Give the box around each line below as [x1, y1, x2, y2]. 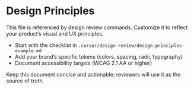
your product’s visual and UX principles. [6, 30, 104, 37]
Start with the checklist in [14, 42, 77, 49]
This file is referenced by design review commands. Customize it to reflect [6, 24, 188, 31]
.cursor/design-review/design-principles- [78, 43, 185, 49]
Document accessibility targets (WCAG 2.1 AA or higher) [14, 59, 152, 66]
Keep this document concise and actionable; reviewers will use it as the [6, 71, 181, 78]
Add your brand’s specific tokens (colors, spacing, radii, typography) [14, 53, 183, 60]
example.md [14, 47, 42, 54]
